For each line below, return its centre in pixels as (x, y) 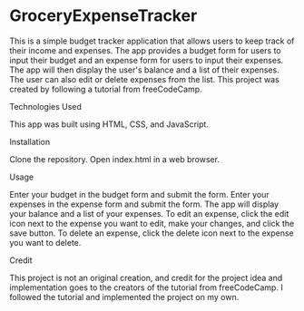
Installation (30, 141)
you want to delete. (45, 242)
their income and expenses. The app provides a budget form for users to (145, 50)
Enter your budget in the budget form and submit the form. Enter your (139, 194)
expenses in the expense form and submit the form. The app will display (144, 204)
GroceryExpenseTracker (103, 16)
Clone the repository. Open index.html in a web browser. (115, 159)
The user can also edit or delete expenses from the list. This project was (144, 79)
